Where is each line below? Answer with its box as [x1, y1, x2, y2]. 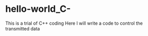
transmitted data [5, 25, 40, 31]
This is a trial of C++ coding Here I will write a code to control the [5, 20, 143, 26]
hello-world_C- [5, 3, 71, 15]
